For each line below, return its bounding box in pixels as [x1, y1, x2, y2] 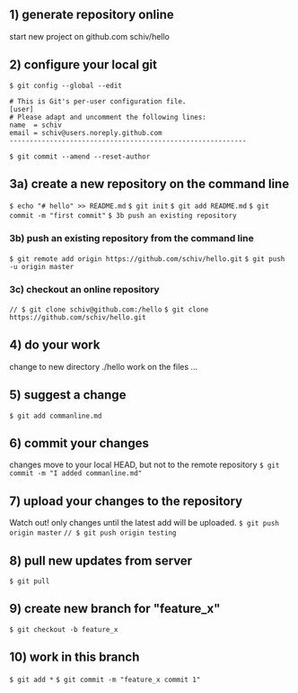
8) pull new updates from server [9, 553, 193, 568]
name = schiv [9, 121, 63, 130]
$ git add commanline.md [9, 411, 102, 420]
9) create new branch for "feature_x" [9, 601, 221, 616]
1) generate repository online [9, 7, 175, 22]
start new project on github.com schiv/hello [9, 31, 171, 41]
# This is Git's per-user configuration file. [9, 96, 187, 106]
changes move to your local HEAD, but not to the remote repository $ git [9, 459, 280, 471]
